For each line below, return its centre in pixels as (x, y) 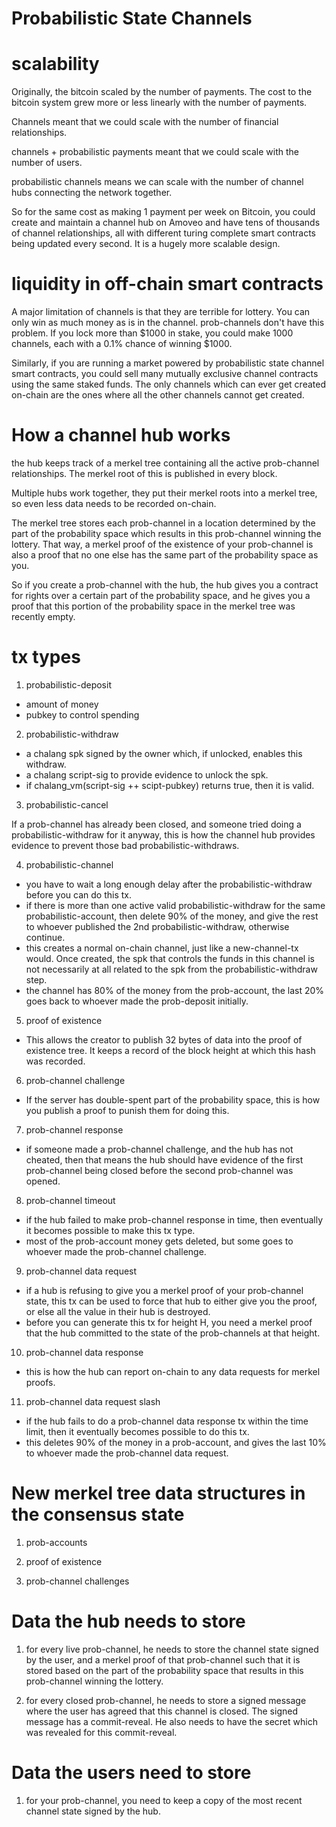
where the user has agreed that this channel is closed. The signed (161, 1711)
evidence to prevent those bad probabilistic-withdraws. (125, 845)
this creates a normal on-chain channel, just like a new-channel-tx (162, 948)
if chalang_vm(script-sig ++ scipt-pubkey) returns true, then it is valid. (170, 785)
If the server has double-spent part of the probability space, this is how (173, 1099)
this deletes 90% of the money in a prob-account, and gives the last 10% (176, 1442)
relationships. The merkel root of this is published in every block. (144, 473)
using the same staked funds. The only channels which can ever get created (168, 384)
